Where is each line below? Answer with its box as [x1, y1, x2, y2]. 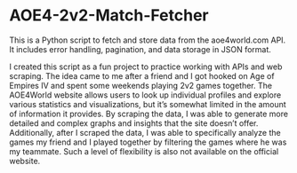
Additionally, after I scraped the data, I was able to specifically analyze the [9, 127, 282, 138]
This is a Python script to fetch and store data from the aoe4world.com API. [9, 35, 286, 45]
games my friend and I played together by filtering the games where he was [9, 137, 287, 147]
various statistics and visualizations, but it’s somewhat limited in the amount [9, 98, 286, 109]
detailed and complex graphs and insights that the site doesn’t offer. [9, 117, 259, 129]
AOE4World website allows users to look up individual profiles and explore [9, 90, 282, 100]
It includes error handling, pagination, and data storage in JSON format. [9, 43, 271, 54]
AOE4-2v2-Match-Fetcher [9, 5, 209, 26]
